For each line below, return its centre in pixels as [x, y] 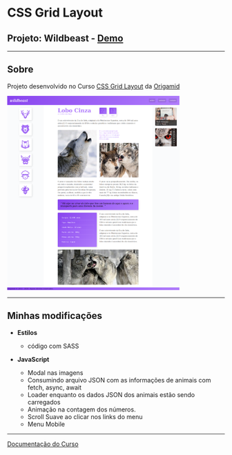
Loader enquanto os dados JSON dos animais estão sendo [111, 394]
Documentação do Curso [43, 444]
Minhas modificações [55, 316]
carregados [44, 402]
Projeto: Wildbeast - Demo [65, 38]
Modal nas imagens [55, 372]
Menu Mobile [46, 424]
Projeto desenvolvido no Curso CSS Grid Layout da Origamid [94, 86]
